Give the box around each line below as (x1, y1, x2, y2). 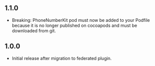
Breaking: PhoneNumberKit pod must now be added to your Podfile (11, 17, 150, 23)
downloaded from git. (11, 27, 56, 34)
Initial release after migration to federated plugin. (11, 55, 112, 61)
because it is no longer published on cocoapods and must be (11, 22, 138, 28)
